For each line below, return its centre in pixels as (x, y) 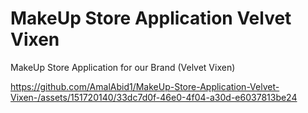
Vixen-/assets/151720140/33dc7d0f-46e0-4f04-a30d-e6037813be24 (154, 97)
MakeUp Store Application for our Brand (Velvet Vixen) (123, 67)
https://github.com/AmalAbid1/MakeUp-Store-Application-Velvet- (145, 86)
